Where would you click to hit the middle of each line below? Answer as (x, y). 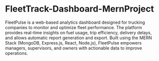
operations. (17, 53)
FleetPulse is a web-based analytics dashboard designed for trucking (75, 22)
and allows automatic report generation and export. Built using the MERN (79, 38)
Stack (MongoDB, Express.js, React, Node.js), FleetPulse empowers (73, 43)
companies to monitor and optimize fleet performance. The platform (74, 27)
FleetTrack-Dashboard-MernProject (79, 9)
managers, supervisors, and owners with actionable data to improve (74, 48)
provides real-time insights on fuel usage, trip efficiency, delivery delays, (78, 32)
